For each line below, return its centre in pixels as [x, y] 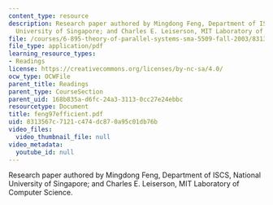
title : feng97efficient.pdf [56, 115]
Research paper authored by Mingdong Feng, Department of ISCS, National [135, 175]
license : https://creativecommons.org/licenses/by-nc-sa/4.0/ [116, 69]
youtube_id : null [45, 152]
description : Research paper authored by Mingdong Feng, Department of [132, 24]
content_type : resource [49, 16]
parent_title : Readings [49, 84]
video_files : [30, 129]
